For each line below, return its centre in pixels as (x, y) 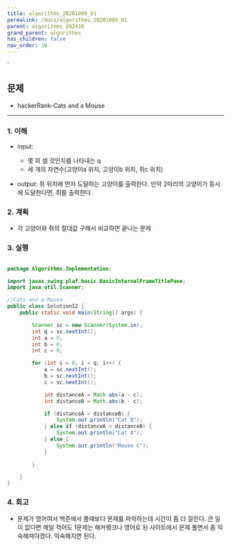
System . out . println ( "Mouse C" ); (102, 445)
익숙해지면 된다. (75, 536)
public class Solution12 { (46, 306)
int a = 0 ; (47, 338)
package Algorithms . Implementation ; (59, 269)
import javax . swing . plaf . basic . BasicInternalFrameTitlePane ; (97, 281)
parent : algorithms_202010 (46, 26)
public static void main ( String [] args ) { (81, 313)
